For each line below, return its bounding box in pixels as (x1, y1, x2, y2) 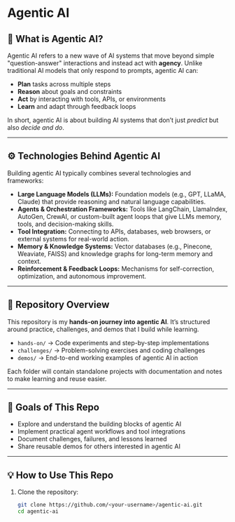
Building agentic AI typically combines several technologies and (7, 168, 191, 177)
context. (17, 257, 42, 265)
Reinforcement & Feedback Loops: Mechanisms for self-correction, (17, 265, 215, 273)
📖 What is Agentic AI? (7, 33, 104, 45)
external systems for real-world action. (17, 234, 129, 243)
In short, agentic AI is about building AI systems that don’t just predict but (7, 116, 219, 124)
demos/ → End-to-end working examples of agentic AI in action (17, 353, 198, 362)
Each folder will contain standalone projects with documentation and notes (7, 367, 222, 375)
